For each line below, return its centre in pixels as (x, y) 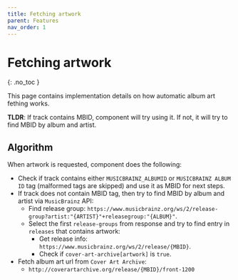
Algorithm (30, 147)
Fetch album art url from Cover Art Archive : (82, 261)
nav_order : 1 (27, 27)
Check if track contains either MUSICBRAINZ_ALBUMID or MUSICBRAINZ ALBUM (124, 178)
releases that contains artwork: (74, 232)
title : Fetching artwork (44, 14)
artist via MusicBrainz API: (56, 201)
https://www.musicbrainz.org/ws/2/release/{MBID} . (115, 247)
